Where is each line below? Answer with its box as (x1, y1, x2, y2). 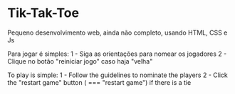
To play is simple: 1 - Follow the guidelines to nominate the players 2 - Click (7, 71, 228, 79)
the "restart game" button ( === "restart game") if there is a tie (7, 78, 192, 86)
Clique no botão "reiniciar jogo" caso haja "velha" (7, 57, 153, 65)
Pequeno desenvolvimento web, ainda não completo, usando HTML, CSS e (7, 28, 228, 37)
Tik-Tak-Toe (7, 5, 80, 21)
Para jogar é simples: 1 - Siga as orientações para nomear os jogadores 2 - (7, 49, 227, 58)
